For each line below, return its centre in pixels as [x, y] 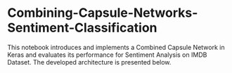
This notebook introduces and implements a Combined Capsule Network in [116, 47]
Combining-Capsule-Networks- [103, 13]
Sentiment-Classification [82, 28]
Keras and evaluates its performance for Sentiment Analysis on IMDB [107, 55]
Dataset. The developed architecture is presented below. [89, 62]
